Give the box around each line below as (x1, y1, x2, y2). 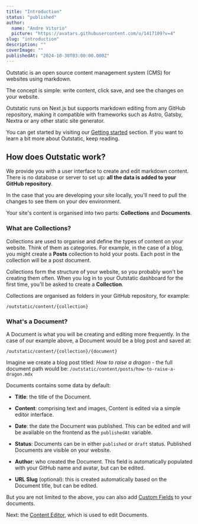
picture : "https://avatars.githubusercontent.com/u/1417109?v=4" (11, 31, 176, 37)
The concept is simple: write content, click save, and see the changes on (6, 86, 184, 94)
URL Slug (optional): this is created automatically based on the (14, 476, 167, 483)
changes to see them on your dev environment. (6, 198, 121, 205)
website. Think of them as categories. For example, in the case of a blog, (6, 244, 184, 251)
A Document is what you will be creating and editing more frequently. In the (6, 331, 190, 338)
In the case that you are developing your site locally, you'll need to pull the (6, 192, 187, 199)
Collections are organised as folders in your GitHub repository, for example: (6, 292, 190, 299)
